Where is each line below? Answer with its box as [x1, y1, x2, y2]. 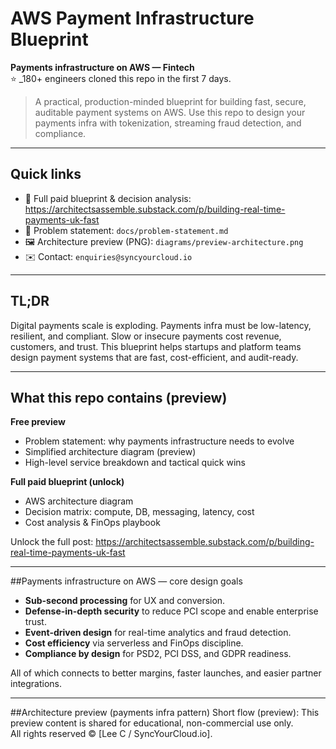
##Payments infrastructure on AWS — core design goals [10, 575, 243, 587]
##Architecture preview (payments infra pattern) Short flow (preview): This [10, 707, 320, 719]
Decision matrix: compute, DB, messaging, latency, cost [24, 506, 255, 518]
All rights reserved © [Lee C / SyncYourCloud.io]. [10, 728, 213, 740]
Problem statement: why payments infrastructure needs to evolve [24, 435, 295, 447]
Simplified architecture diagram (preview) [24, 446, 197, 458]
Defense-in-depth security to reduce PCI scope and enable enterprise [24, 605, 319, 617]
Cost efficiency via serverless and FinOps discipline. [24, 637, 244, 649]
